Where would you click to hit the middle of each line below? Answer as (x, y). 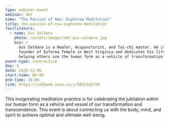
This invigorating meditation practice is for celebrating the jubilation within (82, 99)
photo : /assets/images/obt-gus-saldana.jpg (61, 38)
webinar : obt (19, 15)
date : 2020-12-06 (23, 71)
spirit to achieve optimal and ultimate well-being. (56, 115)
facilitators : (20, 29)
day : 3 (12, 66)
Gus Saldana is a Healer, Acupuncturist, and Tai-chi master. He (88, 47)
